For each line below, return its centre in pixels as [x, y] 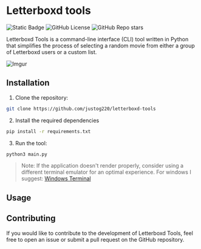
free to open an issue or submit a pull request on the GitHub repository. [95, 239]
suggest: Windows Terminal [56, 179]
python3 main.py [27, 154]
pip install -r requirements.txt [49, 131]
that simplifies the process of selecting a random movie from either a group [101, 46]
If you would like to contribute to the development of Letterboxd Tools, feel [100, 233]
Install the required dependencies [57, 120]
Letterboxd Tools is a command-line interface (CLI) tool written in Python [97, 39]
